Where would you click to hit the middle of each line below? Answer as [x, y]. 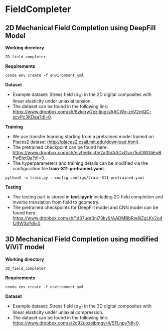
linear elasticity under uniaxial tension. [52, 101]
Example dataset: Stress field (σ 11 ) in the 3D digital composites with [82, 306]
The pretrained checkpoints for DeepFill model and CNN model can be [85, 207]
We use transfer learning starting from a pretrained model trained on [83, 136]
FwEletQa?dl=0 [28, 158]
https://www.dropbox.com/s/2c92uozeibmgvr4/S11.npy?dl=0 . [76, 323]
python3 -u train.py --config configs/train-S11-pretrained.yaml [75, 178]
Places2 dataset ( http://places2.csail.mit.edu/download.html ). [76, 142]
